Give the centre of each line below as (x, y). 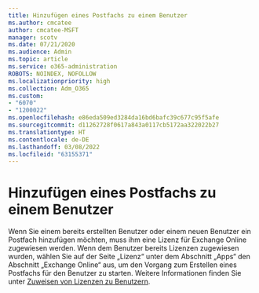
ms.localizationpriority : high (59, 81)
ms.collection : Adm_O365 (49, 88)
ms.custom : (26, 96)
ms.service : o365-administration (63, 67)
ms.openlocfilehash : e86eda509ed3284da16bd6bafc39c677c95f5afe (114, 118)
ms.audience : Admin (40, 52)
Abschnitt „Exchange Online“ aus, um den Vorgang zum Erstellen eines (122, 265)
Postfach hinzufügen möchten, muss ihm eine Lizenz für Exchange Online (128, 240)
